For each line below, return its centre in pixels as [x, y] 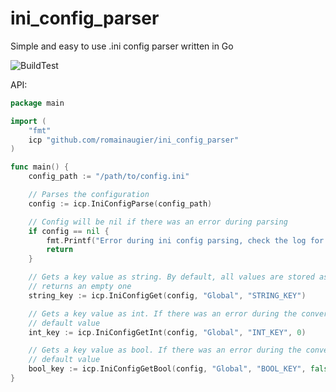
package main [37, 103]
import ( [28, 121]
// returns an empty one [80, 287]
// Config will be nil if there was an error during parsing [158, 222]
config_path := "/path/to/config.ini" [109, 177]
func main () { [40, 167]
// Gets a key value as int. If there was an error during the [163, 313]
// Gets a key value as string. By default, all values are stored [171, 277]
